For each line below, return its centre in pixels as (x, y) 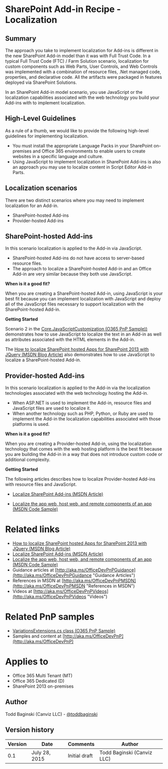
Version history (30, 730)
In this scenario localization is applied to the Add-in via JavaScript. (74, 248)
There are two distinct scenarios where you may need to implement (75, 200)
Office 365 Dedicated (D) (38, 681)
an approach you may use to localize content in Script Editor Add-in (82, 167)
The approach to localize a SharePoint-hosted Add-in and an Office (82, 269)
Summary (21, 38)
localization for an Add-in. (32, 205)
